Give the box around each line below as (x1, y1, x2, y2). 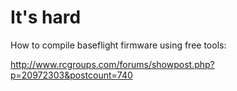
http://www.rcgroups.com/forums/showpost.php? (10, 58, 215, 70)
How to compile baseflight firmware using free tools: (10, 39, 227, 51)
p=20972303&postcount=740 (10, 69, 133, 81)
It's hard (10, 6, 82, 29)
